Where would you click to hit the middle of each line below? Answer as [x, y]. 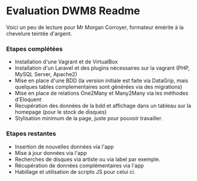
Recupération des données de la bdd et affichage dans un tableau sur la [103, 106]
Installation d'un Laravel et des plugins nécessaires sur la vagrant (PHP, [102, 68]
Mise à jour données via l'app [51, 153]
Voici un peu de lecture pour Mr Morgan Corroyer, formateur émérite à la [95, 27]
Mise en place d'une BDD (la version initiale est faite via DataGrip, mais [101, 80]
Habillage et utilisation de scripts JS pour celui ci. [75, 172]
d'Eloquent [28, 99]
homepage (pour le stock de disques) [61, 112]
